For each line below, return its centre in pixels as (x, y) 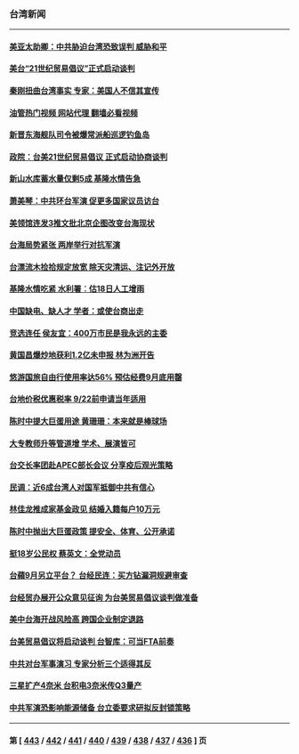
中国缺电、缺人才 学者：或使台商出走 (77, 311)
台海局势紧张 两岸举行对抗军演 (65, 245)
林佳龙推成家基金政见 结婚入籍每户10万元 (85, 509)
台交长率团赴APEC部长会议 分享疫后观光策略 (91, 466)
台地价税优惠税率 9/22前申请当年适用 (78, 399)
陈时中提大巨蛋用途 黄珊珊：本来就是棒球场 (88, 421)
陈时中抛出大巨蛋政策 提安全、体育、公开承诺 (92, 531)
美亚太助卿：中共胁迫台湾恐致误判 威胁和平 (88, 46)
